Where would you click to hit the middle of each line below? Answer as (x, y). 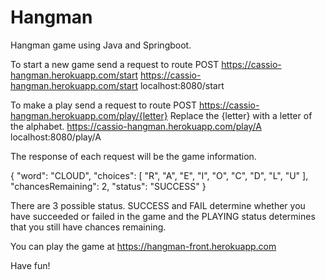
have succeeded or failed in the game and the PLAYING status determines (163, 216)
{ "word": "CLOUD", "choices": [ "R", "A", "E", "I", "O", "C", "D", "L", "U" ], (159, 175)
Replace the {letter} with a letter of (241, 115)
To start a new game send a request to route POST (115, 64)
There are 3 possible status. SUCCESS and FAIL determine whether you (158, 205)
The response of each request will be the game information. (133, 156)
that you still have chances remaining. (88, 227)
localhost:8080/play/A (56, 137)
